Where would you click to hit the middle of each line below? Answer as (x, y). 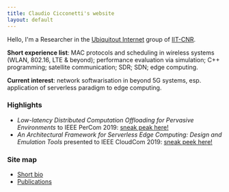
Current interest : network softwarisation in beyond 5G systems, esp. (104, 80)
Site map (22, 159)
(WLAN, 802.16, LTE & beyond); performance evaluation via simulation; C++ (113, 59)
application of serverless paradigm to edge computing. (84, 87)
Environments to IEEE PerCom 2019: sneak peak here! (93, 127)
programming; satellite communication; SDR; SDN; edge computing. (103, 67)
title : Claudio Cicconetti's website (61, 13)
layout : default (30, 20)
